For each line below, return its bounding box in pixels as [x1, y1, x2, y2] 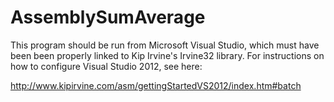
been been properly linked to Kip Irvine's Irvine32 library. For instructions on [10, 49, 325, 61]
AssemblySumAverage [10, 6, 206, 29]
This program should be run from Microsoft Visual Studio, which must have [10, 39, 320, 51]
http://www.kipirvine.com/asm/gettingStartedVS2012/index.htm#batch [10, 79, 302, 91]
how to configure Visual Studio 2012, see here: [10, 60, 203, 72]
